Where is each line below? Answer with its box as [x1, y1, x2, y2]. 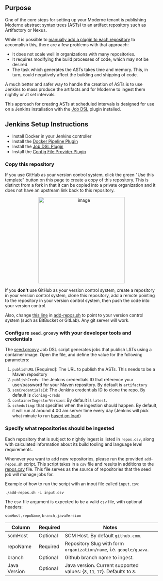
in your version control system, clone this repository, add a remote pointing [5, 292, 155, 298]
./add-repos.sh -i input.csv [5, 490, 64, 495]
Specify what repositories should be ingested [5, 425, 115, 432]
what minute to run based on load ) [12, 413, 81, 419]
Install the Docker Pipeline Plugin [12, 138, 78, 144]
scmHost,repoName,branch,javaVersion [5, 513, 81, 518]
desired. [12, 61, 29, 67]
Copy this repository [5, 160, 55, 167]
